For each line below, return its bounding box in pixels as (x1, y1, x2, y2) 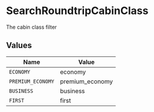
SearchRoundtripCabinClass (6, 4, 149, 18)
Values (6, 40, 32, 50)
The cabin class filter (6, 23, 57, 30)
